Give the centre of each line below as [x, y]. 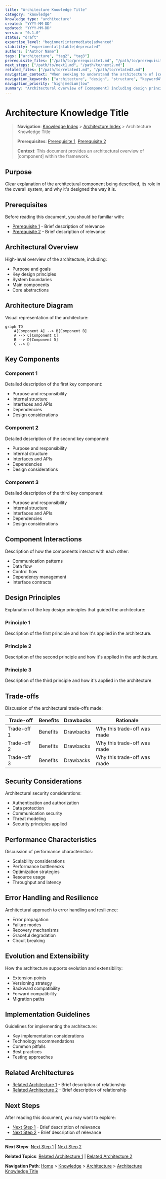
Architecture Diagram [39, 306]
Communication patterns [38, 561]
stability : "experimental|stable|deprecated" [53, 47]
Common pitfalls [29, 1046]
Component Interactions [43, 539]
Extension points [29, 978]
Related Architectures [40, 1072]
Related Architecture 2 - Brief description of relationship [69, 1090]
